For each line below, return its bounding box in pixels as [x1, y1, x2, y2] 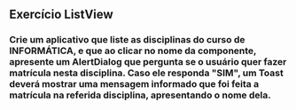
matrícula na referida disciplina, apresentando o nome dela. [9, 89, 272, 101]
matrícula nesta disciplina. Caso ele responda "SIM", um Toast [9, 67, 284, 79]
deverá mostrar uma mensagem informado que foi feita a [9, 78, 260, 90]
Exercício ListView [9, 7, 113, 22]
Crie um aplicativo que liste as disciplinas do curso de [9, 34, 245, 46]
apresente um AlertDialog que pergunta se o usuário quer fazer [9, 56, 287, 68]
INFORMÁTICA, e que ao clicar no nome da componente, [9, 44, 257, 57]
